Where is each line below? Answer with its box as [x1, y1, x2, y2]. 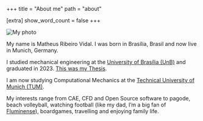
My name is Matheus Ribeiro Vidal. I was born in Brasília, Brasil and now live [6, 41, 197, 47]
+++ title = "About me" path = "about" [6, 5, 102, 12]
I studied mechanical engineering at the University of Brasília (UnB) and [6, 59, 186, 65]
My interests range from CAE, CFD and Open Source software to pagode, [6, 95, 191, 102]
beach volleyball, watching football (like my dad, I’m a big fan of [6, 101, 166, 108]
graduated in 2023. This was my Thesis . [6, 65, 107, 72]
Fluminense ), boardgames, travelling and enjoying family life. [6, 108, 159, 114]
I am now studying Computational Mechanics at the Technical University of [6, 77, 195, 83]
